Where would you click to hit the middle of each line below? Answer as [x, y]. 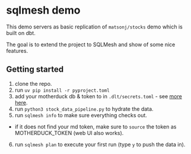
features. [17, 50]
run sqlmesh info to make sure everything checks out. [81, 115]
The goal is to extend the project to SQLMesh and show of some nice [91, 44]
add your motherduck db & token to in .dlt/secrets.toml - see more [98, 96]
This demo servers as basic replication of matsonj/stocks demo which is [94, 27]
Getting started [35, 70]
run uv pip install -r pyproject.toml [62, 90]
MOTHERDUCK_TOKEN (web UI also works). [69, 133]
